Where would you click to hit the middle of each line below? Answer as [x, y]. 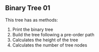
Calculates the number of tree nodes [50, 45]
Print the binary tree [33, 29]
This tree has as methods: [32, 20]
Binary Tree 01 [28, 8]
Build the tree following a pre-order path [53, 34]
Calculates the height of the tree [45, 40]
